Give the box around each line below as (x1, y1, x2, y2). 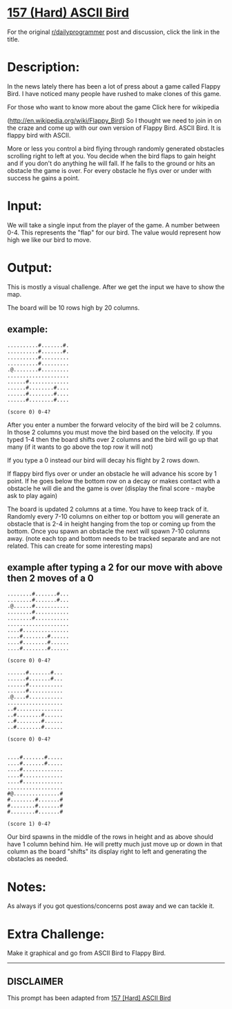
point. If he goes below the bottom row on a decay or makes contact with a (7, 476, 221, 485)
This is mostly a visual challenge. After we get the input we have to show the (7, 282, 225, 291)
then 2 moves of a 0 (7, 572, 95, 584)
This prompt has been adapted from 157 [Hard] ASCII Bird (7, 994, 171, 1002)
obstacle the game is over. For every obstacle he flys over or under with (7, 166, 212, 174)
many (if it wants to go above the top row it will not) (7, 443, 153, 451)
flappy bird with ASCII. (7, 131, 71, 139)
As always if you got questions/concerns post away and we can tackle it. (7, 902, 215, 910)
